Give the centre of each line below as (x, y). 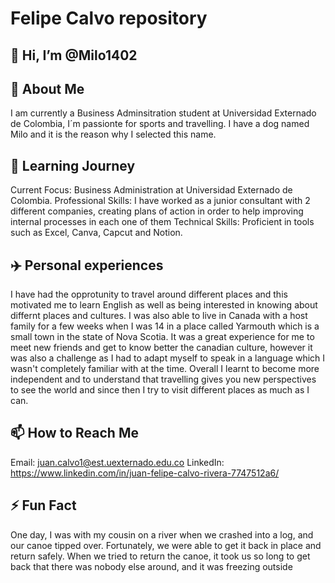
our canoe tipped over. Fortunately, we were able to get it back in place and (166, 545)
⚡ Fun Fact (43, 505)
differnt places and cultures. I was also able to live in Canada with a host (159, 316)
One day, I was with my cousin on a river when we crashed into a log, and (162, 534)
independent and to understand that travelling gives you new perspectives (163, 379)
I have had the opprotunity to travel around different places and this (149, 294)
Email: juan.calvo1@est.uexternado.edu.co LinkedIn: (117, 462)
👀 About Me (47, 88)
